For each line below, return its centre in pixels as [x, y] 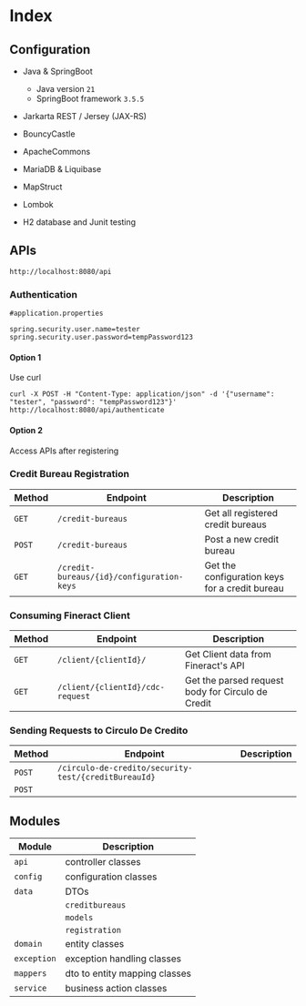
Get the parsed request [235, 681]
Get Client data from [228, 655]
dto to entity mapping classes [128, 973]
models [79, 918]
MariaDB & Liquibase [62, 169]
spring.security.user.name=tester [75, 330]
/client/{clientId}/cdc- [112, 687]
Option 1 [25, 357]
